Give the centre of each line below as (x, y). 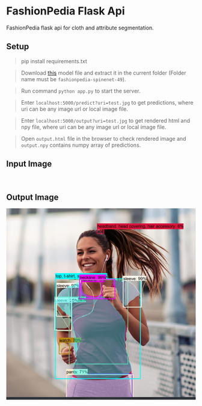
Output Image (32, 197)
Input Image (29, 164)
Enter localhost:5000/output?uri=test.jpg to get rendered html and (106, 120)
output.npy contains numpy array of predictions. (81, 145)
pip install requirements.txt (54, 61)
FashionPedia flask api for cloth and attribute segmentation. (80, 28)
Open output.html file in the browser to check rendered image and (103, 138)
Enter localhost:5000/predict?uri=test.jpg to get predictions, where (107, 102)
